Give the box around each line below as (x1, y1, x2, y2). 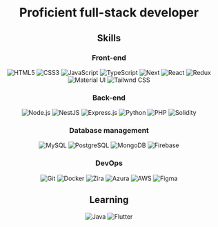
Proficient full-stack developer (19, 5, 199, 21)
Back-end (92, 93, 126, 102)
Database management (68, 126, 150, 136)
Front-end (92, 53, 126, 63)
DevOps (95, 158, 123, 168)
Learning (89, 194, 129, 206)
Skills (97, 32, 121, 44)
